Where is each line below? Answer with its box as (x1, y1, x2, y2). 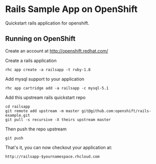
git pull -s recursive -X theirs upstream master (5, 117, 111, 122)
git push (5, 135, 24, 140)
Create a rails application (5, 57, 57, 63)
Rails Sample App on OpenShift (5, 3, 138, 15)
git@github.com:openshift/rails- (81, 108, 151, 113)
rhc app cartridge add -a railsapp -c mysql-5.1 (5, 85, 109, 90)
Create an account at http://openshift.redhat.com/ (5, 47, 108, 53)
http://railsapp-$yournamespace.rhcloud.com (5, 154, 100, 159)
